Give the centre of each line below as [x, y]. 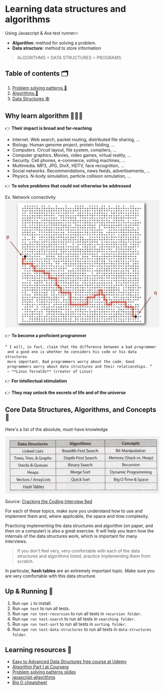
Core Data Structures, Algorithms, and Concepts [81, 410]
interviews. [16, 541]
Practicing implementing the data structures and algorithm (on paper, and [79, 526]
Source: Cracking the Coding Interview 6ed [49, 501]
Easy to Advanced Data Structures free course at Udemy [70, 662]
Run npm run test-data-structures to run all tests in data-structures [82, 629]
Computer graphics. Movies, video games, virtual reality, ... [71, 155]
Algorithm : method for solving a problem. [54, 43]
